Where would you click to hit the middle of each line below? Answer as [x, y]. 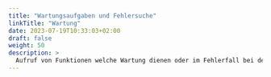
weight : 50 [27, 46]
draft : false [30, 38]
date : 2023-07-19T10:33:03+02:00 [65, 30]
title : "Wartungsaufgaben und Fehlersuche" [83, 16]
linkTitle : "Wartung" [45, 23]
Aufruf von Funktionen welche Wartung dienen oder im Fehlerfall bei [135, 61]
